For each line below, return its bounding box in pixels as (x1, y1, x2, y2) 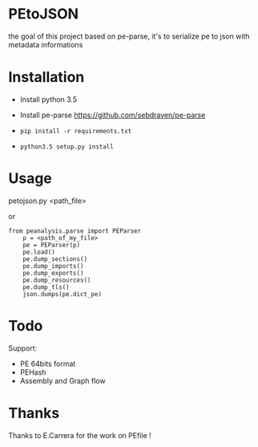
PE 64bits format (19, 359, 76, 368)
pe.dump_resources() (22, 276, 91, 284)
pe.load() (22, 248, 56, 256)
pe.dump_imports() (22, 262, 84, 270)
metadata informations (8, 39, 83, 49)
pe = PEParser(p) (22, 241, 81, 249)
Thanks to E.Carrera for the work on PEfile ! (8, 430, 152, 440)
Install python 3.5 (19, 94, 78, 104)
